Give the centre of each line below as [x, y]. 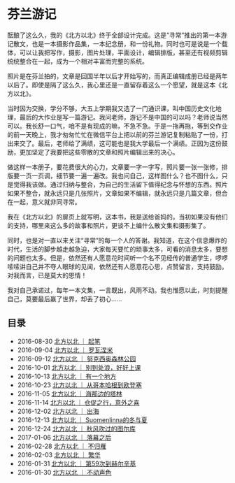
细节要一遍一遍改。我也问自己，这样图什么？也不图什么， [138, 175]
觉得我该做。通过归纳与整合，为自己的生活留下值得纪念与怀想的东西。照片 [120, 184]
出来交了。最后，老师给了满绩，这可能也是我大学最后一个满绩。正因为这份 [114, 143]
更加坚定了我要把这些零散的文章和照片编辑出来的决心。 [99, 152]
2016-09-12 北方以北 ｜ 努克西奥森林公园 [77, 359]
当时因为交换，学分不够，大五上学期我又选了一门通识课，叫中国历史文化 [111, 108]
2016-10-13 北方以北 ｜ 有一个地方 [67, 376]
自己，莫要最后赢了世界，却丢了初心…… [65, 298]
